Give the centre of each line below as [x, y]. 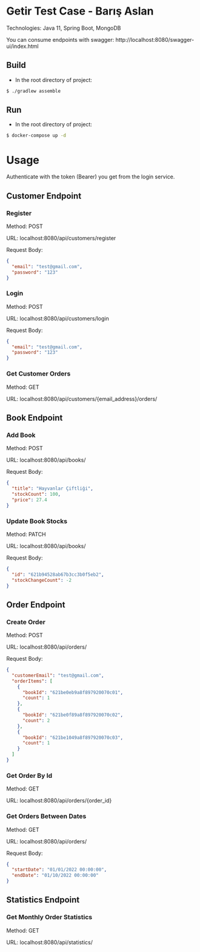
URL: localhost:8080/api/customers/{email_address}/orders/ [82, 399]
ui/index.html [22, 46]
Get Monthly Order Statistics [49, 917]
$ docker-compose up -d [36, 136]
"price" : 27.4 [29, 500]
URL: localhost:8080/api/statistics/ [49, 942]
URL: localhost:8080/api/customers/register [61, 238]
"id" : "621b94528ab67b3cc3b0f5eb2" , [58, 575]
